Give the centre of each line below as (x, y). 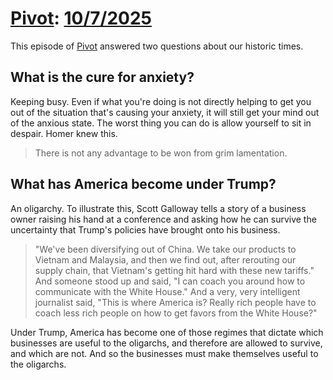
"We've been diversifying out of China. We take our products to (165, 249)
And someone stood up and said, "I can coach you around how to (170, 281)
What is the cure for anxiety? (102, 77)
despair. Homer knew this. (64, 133)
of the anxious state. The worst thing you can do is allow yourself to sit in (161, 123)
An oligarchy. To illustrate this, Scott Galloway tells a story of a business (158, 208)
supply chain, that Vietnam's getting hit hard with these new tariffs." (174, 270)
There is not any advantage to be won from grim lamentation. (161, 153)
